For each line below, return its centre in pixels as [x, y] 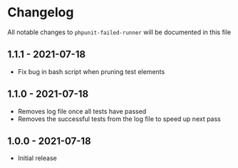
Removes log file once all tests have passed [82, 111]
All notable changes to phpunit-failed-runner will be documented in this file [119, 32]
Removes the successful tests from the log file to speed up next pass [119, 119]
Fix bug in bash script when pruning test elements [91, 71]
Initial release [37, 158]
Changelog [41, 12]
